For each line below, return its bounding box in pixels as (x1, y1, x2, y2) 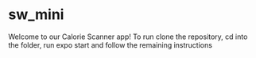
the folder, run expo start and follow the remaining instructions (8, 40, 213, 49)
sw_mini (8, 6, 64, 24)
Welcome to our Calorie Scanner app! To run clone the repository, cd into (8, 32, 248, 41)
